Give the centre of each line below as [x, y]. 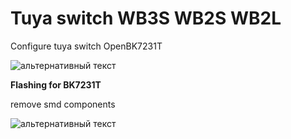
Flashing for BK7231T [56, 84]
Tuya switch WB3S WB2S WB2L [146, 18]
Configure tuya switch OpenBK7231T [86, 46]
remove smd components [63, 104]
